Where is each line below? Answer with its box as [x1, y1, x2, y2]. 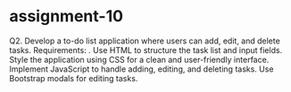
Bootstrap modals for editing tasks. [9, 73, 138, 83]
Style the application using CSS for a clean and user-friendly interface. [9, 54, 270, 65]
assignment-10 [9, 6, 123, 27]
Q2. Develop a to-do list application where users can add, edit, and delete [9, 35, 281, 46]
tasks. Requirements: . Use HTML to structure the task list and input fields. [9, 44, 283, 55]
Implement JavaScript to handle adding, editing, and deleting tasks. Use [9, 64, 274, 74]
